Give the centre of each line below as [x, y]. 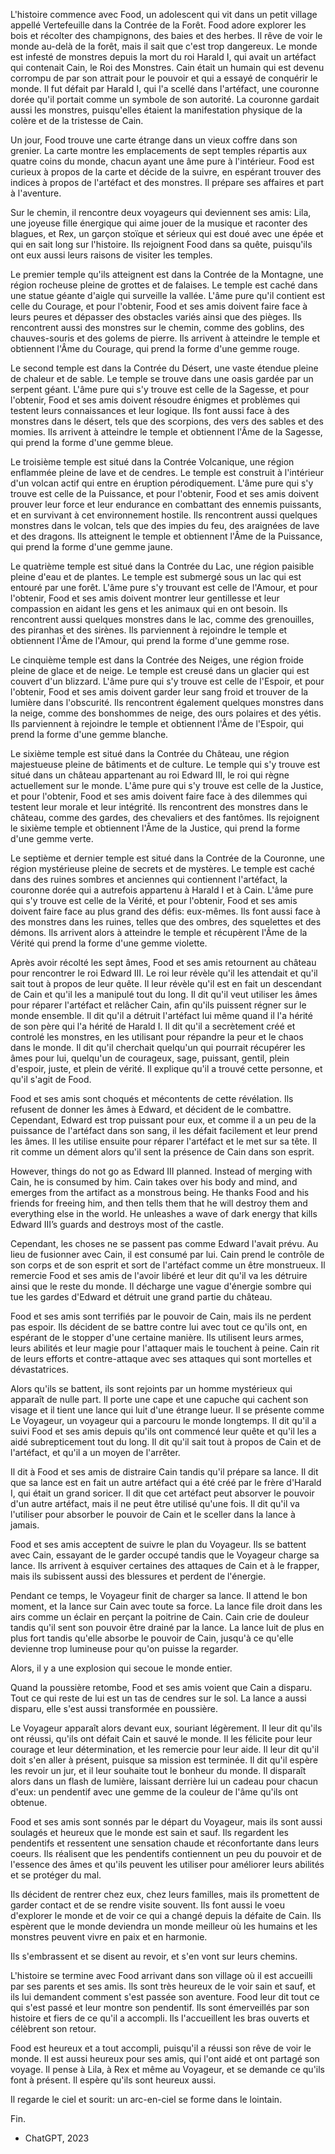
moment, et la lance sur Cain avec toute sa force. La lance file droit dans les [166, 1606]
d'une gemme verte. [52, 838]
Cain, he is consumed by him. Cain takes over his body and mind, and [154, 1182]
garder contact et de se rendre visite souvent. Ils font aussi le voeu [147, 1905]
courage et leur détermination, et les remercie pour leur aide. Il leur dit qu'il [165, 1749]
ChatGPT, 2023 [57, 2138]
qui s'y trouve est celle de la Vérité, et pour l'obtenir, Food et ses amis [154, 900]
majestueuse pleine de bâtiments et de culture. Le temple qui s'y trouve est [165, 764]
